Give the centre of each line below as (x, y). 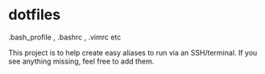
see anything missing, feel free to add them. (81, 61)
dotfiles (35, 15)
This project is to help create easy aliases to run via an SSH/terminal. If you (133, 52)
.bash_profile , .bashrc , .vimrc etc (65, 37)
